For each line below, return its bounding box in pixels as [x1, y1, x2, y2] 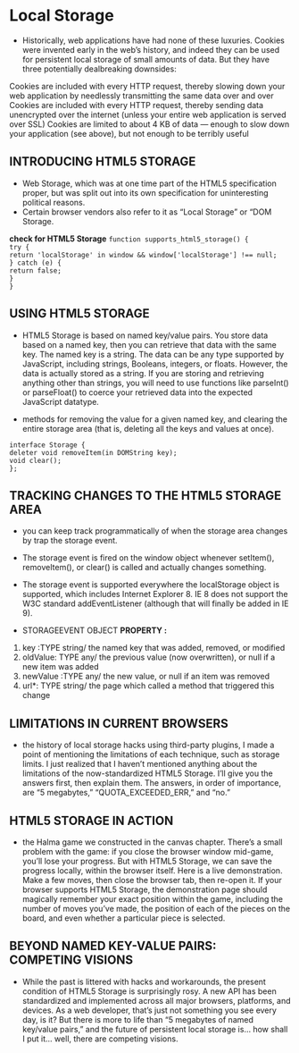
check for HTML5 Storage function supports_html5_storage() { [9, 233, 249, 244]
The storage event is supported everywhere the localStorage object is [21, 579, 279, 590]
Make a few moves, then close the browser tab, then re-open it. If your [21, 875, 283, 885]
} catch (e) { [9, 258, 62, 267]
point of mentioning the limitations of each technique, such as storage [21, 749, 280, 760]
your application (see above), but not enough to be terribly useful [9, 128, 250, 139]
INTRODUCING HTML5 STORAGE [9, 154, 196, 170]
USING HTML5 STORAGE [9, 306, 150, 322]
